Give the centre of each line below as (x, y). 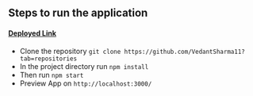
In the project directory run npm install (84, 66)
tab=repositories (48, 59)
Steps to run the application (78, 13)
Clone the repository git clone (70, 51)
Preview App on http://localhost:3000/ (86, 83)
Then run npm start (52, 75)
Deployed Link (33, 33)
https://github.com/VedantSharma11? (185, 52)
